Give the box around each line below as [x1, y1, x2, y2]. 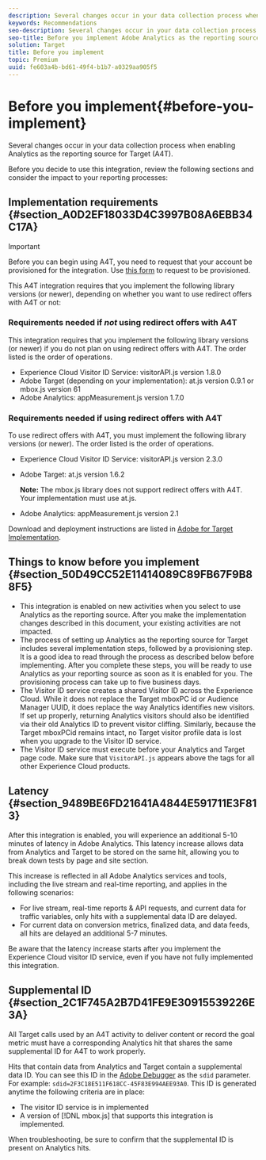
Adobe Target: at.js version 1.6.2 [19, 469, 125, 480]
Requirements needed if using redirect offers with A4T [8, 412, 223, 423]
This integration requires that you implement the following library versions [8, 335, 249, 345]
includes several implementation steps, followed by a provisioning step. [19, 643, 253, 653]
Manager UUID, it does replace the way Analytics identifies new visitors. [19, 703, 256, 712]
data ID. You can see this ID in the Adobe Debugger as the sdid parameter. [8, 1070, 251, 1079]
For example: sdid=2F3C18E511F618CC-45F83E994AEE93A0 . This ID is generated [8, 1078, 257, 1088]
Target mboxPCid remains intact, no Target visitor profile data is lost [19, 727, 241, 737]
